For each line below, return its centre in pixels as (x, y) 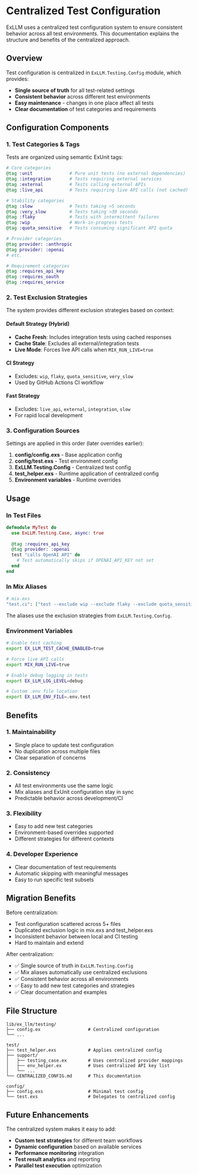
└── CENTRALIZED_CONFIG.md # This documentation (74, 1076)
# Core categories (29, 168)
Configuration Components (57, 128)
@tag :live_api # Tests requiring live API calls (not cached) (97, 190)
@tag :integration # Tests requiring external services (84, 179)
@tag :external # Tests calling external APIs (76, 185)
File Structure (32, 1011)
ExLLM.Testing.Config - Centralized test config (73, 467)
